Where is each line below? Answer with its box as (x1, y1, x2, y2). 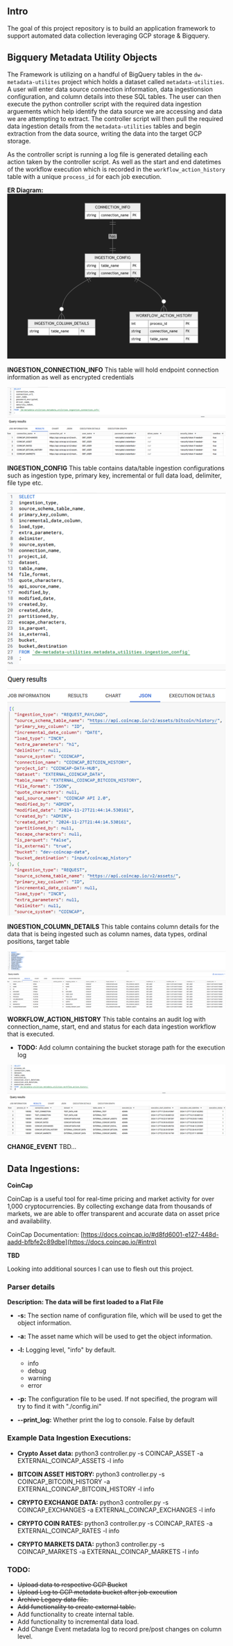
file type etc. (7, 479, 44, 487)
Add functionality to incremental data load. (17, 1617, 139, 1626)
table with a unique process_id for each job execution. (7, 172, 162, 180)
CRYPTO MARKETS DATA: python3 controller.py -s (17, 1540, 165, 1548)
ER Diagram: (7, 186, 44, 194)
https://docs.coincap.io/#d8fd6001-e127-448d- (83, 1230, 219, 1239)
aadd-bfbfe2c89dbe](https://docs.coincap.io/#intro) (7, 1238, 157, 1247)
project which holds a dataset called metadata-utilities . (61, 77, 225, 86)
